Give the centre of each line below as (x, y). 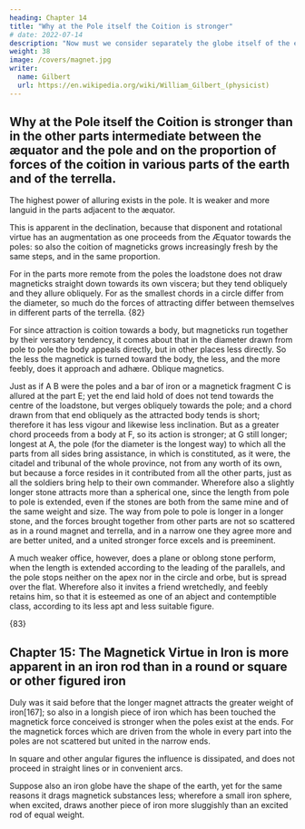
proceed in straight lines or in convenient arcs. (96, 768)
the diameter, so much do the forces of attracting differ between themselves (152, 303)
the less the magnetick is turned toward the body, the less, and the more (145, 359)
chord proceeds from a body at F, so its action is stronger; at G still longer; (148, 434)
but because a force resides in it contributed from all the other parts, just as (151, 473)
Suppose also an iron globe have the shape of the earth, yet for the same (146, 786)
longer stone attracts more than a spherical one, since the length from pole (150, 493)
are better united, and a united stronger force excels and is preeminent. (143, 541)
